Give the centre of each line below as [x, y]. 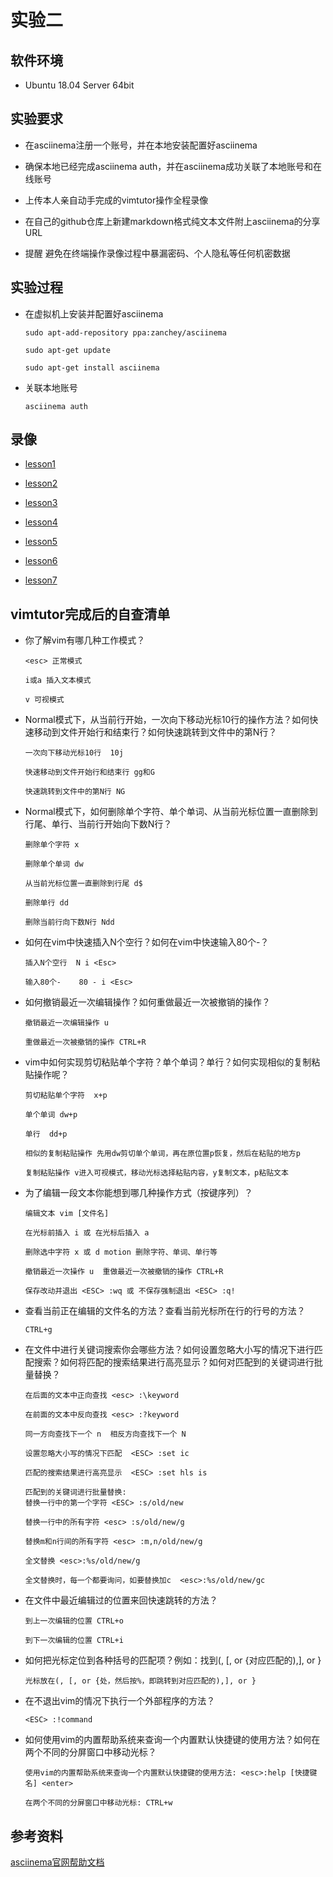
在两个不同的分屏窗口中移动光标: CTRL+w [98, 1803]
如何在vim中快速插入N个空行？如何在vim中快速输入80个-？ [147, 942]
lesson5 [41, 542]
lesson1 [40, 464]
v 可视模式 [44, 700]
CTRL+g [38, 1330]
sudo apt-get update [67, 350]
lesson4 [41, 522]
